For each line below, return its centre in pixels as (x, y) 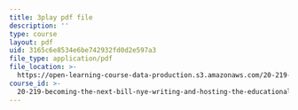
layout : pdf (31, 42)
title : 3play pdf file (51, 17)
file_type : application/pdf (61, 59)
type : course (33, 34)
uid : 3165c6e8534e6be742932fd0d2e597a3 (83, 51)
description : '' (39, 26)
